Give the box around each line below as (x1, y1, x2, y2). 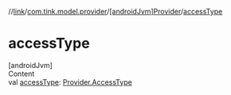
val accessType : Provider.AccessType (8, 77, 133, 86)
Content (8, 69, 35, 78)
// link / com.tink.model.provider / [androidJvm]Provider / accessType (8, 7, 223, 16)
